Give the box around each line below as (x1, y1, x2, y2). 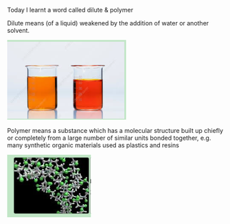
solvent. (7, 27, 30, 34)
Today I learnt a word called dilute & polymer (7, 6, 134, 14)
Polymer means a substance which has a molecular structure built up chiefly (7, 127, 224, 134)
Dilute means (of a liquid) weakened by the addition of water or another (7, 19, 209, 27)
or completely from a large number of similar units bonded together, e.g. (7, 134, 211, 142)
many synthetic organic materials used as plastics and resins (7, 141, 180, 149)
